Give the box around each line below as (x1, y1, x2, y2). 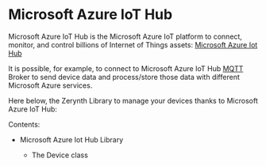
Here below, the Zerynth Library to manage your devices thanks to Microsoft (8, 96, 258, 105)
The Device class (31, 150, 89, 160)
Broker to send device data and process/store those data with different (8, 72, 240, 81)
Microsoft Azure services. (8, 81, 93, 90)
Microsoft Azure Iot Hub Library (19, 134, 124, 144)
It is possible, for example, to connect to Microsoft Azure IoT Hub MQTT (8, 63, 244, 73)
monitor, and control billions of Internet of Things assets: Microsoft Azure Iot (8, 40, 258, 49)
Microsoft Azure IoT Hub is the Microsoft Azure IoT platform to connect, (8, 32, 242, 41)
